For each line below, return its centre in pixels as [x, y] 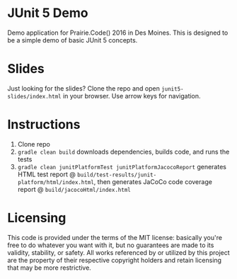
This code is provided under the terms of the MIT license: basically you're [115, 237]
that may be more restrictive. [50, 268]
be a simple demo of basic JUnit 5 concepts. [73, 40]
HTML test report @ [46, 174]
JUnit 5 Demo [48, 13]
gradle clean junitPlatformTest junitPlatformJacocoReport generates [122, 166]
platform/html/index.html [56, 182]
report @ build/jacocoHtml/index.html [74, 189]
